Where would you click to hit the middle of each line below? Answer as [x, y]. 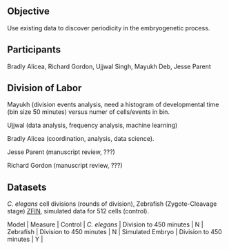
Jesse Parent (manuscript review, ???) [61, 152]
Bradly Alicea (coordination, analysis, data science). [81, 139]
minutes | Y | [25, 239]
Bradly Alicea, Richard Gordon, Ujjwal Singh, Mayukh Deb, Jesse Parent [109, 66]
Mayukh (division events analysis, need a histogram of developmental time [113, 105]
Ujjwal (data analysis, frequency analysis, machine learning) [92, 125]
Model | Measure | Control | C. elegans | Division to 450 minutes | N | [105, 224]
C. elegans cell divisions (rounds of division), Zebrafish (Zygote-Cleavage [112, 204]
